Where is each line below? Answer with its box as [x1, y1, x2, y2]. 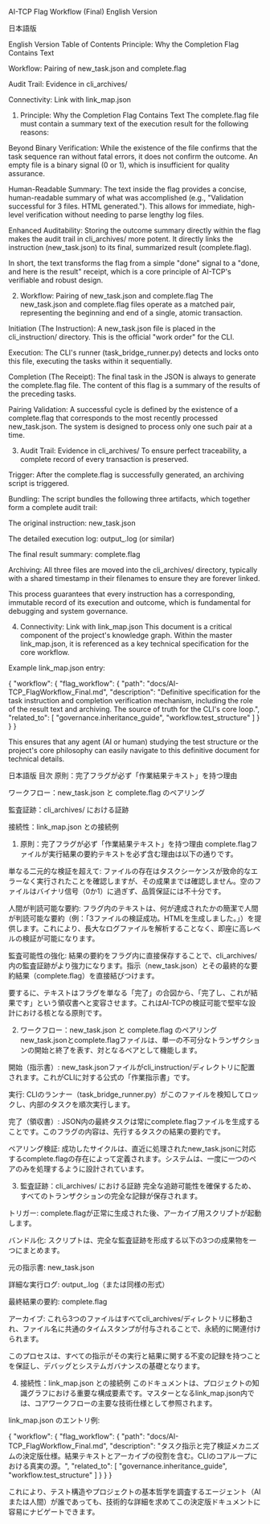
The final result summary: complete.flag [8, 550, 141, 558]
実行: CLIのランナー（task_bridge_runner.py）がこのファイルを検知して [8, 1089, 245, 1099]
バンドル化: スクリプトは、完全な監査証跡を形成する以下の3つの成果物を [8, 1235, 250, 1245]
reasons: [19, 128, 50, 137]
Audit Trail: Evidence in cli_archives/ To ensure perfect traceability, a [19, 446, 247, 455]
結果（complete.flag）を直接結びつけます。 [14, 971, 159, 980]
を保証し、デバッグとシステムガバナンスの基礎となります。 [8, 1361, 205, 1370]
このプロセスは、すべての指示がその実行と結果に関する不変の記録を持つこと [8, 1351, 261, 1361]
